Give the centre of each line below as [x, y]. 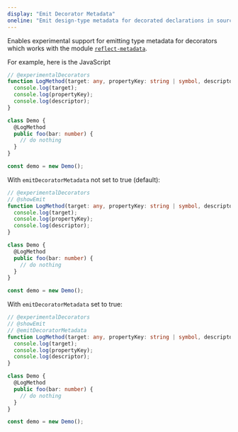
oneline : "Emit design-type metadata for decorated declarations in [110, 21]
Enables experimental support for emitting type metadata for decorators [112, 40]
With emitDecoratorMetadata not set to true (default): [84, 180]
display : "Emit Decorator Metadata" [61, 14]
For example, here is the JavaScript [59, 62]
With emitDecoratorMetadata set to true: [65, 305]
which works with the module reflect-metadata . [77, 48]
